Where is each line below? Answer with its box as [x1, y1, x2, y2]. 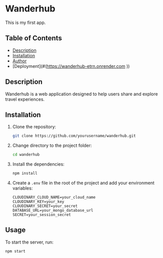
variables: [12, 185, 33, 191]
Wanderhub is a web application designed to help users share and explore [5, 91, 158, 97]
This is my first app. [5, 19, 46, 25]
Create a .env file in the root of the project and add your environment [12, 180, 155, 186]
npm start [5, 249, 26, 254]
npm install [12, 171, 37, 176]
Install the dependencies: [12, 161, 65, 167]
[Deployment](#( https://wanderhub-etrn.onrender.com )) [12, 63, 130, 69]
